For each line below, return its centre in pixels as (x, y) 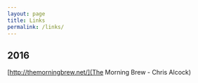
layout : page (26, 14)
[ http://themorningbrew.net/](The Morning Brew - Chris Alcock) (99, 72)
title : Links (26, 20)
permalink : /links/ (36, 27)
